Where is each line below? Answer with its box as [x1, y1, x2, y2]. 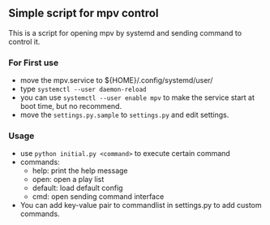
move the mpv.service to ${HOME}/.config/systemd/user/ [19, 76, 213, 85]
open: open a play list [32, 175, 105, 184]
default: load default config [32, 183, 123, 193]
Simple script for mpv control [8, 6, 159, 20]
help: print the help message [32, 166, 128, 175]
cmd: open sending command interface [32, 192, 165, 201]
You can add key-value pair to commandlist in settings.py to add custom [19, 201, 262, 210]
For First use [8, 57, 59, 68]
